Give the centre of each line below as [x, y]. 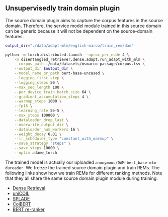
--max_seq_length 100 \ [39, 87]
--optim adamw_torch [36, 153]
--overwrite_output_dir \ [41, 125]
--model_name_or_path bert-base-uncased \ [59, 73]
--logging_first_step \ [39, 78]
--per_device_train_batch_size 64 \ [53, 92]
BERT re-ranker [29, 209]
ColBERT [22, 204]
